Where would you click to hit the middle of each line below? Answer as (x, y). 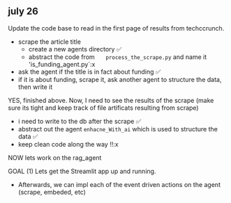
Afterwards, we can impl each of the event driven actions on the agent (119, 184)
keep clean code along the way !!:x (68, 144)
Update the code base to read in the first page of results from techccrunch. (116, 28)
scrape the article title (49, 42)
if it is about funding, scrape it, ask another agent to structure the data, (120, 79)
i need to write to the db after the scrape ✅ (80, 121)
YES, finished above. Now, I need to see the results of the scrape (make (111, 100)
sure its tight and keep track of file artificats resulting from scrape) (103, 108)
